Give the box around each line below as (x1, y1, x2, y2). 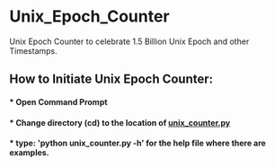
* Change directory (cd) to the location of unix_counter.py (9, 117, 231, 127)
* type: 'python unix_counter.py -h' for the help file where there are (9, 137, 267, 149)
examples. (9, 147, 49, 158)
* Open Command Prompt (9, 96, 108, 107)
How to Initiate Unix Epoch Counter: (9, 72, 214, 87)
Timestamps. (9, 45, 58, 56)
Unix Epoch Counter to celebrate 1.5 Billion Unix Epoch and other (9, 36, 250, 47)
